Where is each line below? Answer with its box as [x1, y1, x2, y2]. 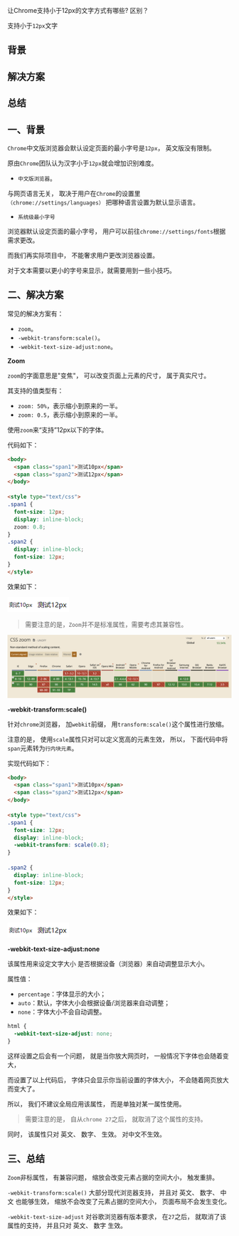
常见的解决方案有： [7, 309, 64, 318]
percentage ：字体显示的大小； [17, 990, 107, 999]
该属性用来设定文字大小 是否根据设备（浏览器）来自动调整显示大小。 [7, 960, 208, 968]
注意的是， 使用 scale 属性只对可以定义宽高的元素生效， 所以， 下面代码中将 [7, 734, 228, 743]
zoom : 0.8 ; [14, 523, 46, 531]
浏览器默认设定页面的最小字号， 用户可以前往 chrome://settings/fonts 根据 [7, 227, 226, 235]
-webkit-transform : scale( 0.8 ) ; [14, 841, 110, 849]
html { [7, 1023, 27, 1030]
